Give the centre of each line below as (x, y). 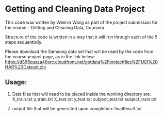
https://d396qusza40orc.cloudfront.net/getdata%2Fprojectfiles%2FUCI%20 (81, 62)
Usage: (16, 82)
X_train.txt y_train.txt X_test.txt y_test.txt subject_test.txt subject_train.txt (84, 99)
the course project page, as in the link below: (50, 56)
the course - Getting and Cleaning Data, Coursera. (55, 27)
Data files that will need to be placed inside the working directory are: (81, 94)
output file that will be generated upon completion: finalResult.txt (77, 108)
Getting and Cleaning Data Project (75, 9)
